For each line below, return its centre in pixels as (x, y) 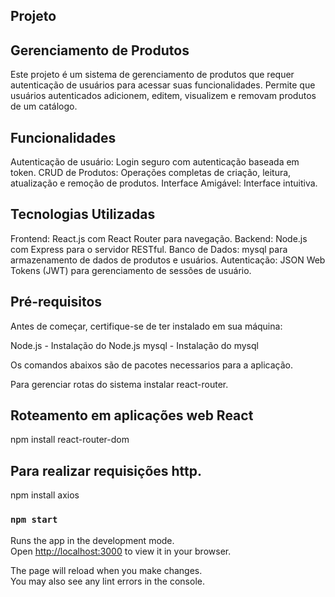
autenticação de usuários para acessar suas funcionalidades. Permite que (163, 85)
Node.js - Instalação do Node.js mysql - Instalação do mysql (134, 345)
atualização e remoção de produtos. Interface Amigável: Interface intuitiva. (164, 183)
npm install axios (45, 495)
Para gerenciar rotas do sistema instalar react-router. (119, 384)
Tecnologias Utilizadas (83, 214)
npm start (34, 520)
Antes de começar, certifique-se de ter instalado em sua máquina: (146, 326)
